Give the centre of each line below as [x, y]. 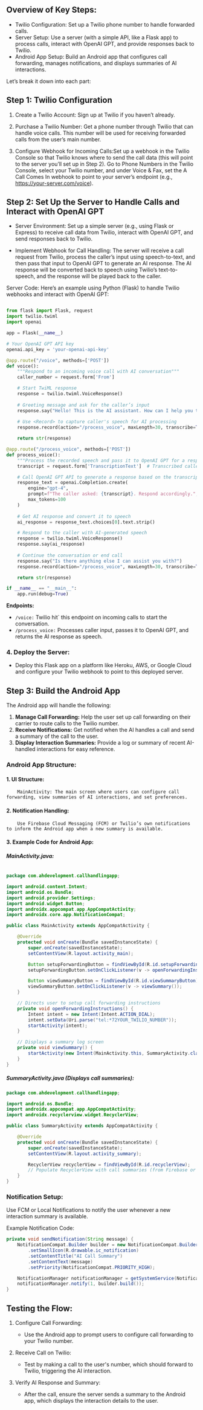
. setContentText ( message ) [61, 1262]
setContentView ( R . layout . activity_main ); [81, 953]
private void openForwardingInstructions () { [76, 1009]
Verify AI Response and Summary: [58, 1383]
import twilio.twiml [32, 317]
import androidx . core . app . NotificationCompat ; [66, 915]
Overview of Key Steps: [52, 10]
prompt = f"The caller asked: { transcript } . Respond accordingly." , [113, 494]
